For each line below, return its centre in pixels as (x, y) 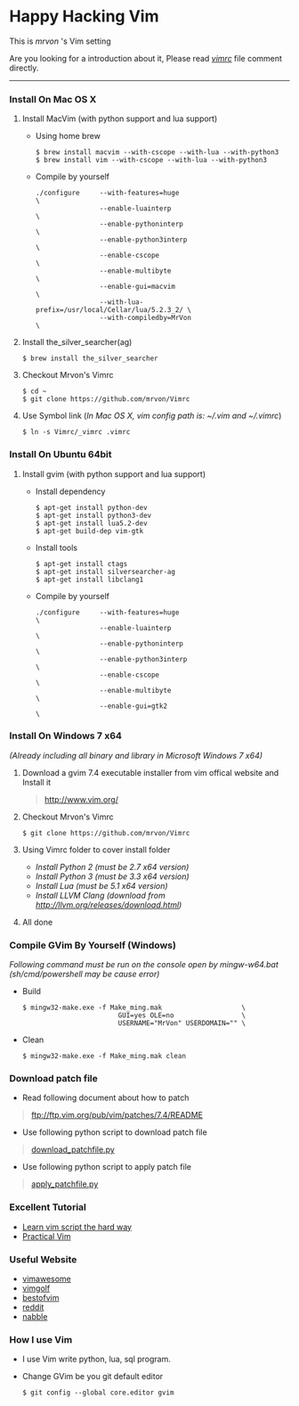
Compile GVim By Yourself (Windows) (93, 945)
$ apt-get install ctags (81, 563)
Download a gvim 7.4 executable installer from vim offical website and (150, 772)
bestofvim (40, 1298)
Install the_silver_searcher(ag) (77, 342)
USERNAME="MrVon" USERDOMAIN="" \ (182, 1024)
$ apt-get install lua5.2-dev (92, 523)
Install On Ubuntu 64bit (61, 455)
